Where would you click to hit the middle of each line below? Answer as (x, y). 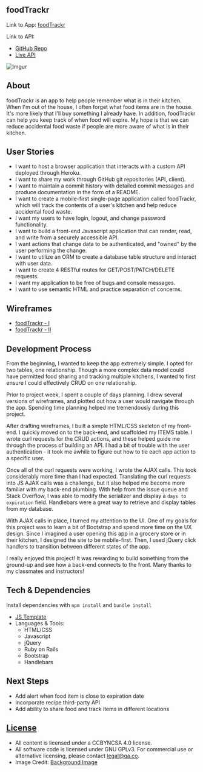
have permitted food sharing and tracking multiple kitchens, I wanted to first (101, 376)
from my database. (30, 509)
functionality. (31, 225)
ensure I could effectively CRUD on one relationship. (72, 383)
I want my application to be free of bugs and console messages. (95, 283)
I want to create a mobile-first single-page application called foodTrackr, (105, 199)
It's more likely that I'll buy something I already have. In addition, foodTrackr (101, 113)
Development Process (49, 349)
